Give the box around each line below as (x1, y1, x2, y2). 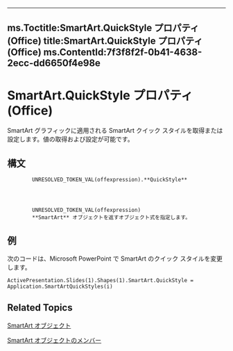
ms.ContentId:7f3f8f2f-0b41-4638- (43, 47, 202, 58)
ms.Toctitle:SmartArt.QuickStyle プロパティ (7, 22, 200, 34)
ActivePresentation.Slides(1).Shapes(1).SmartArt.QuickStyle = (7, 277, 194, 284)
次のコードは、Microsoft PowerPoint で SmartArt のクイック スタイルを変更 (7, 254, 223, 263)
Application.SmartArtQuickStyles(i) (7, 283, 113, 290)
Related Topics (7, 302, 73, 313)
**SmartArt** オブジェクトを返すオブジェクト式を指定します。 (32, 214, 191, 221)
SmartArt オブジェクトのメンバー (7, 336, 102, 344)
